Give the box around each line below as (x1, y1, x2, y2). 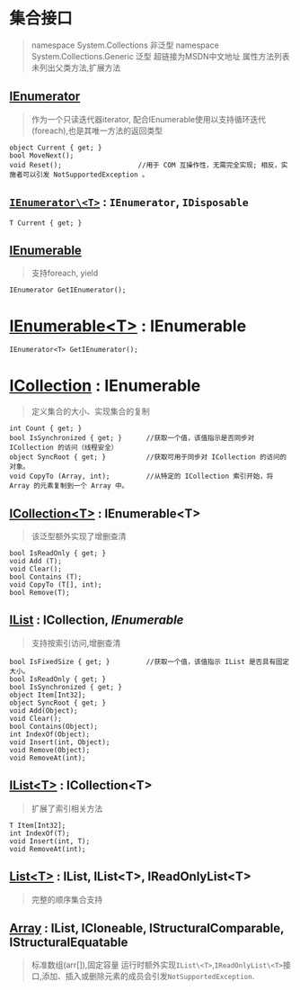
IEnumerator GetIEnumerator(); (9, 285, 127, 295)
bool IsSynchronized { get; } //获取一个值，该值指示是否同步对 (9, 434, 255, 443)
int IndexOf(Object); (9, 730, 91, 739)
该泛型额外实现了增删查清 (31, 531, 127, 542)
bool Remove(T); (9, 589, 70, 598)
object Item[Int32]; (9, 690, 87, 699)
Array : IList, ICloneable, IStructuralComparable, (9, 920, 285, 936)
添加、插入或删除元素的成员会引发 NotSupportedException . (41, 971, 255, 982)
